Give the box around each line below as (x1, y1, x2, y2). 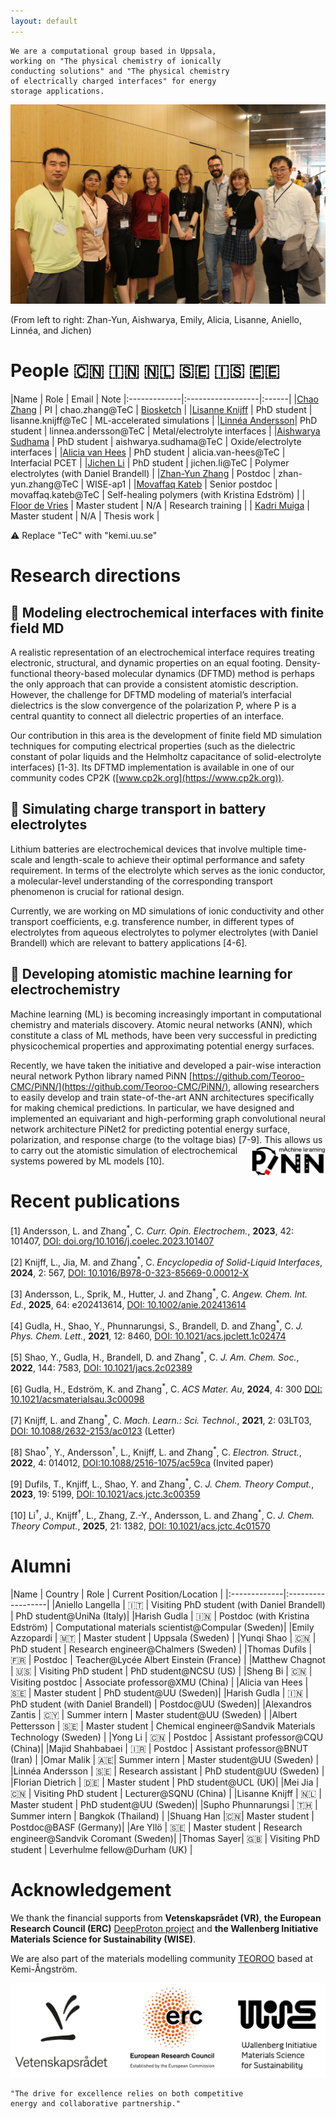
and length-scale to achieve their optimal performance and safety (34, 853, 305, 865)
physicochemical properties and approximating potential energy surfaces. (10, 1040, 315, 1052)
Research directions (10, 565, 182, 587)
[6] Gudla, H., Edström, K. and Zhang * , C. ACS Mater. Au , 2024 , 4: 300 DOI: (10, 1381, 323, 1395)
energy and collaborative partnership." (10, 2098, 182, 2109)
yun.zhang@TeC (10, 478, 79, 490)
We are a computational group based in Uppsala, (10, 46, 217, 56)
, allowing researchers (228, 1080, 320, 1092)
